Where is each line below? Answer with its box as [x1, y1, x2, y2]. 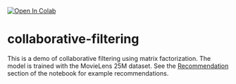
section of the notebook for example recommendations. [7, 69, 169, 77]
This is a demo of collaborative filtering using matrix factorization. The [7, 54, 211, 62]
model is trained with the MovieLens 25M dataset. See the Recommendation [7, 62, 229, 70]
